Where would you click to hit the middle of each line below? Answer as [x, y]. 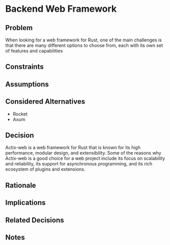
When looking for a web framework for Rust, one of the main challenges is [84, 40]
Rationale [21, 185]
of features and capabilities [34, 51]
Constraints [25, 67]
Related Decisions [35, 220]
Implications [26, 203]
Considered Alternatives [45, 102]
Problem [19, 28]
